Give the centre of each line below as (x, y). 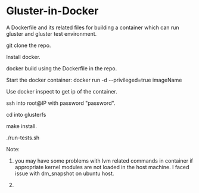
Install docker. (23, 57)
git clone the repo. (29, 45)
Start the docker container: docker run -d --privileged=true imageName (94, 80)
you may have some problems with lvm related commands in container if (104, 161)
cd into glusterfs (26, 114)
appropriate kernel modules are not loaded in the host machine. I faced (102, 167)
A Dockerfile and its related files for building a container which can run (93, 27)
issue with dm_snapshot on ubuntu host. (64, 173)
